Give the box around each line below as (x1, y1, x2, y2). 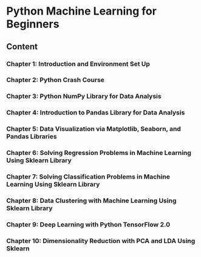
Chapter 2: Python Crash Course (6, 76, 105, 84)
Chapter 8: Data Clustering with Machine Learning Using (6, 196, 177, 205)
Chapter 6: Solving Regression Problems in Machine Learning (6, 149, 191, 157)
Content (6, 41, 38, 52)
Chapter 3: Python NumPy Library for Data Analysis (6, 92, 162, 101)
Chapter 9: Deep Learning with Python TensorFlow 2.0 (6, 220, 171, 228)
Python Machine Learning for (6, 4, 157, 18)
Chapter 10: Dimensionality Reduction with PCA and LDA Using (6, 236, 196, 245)
